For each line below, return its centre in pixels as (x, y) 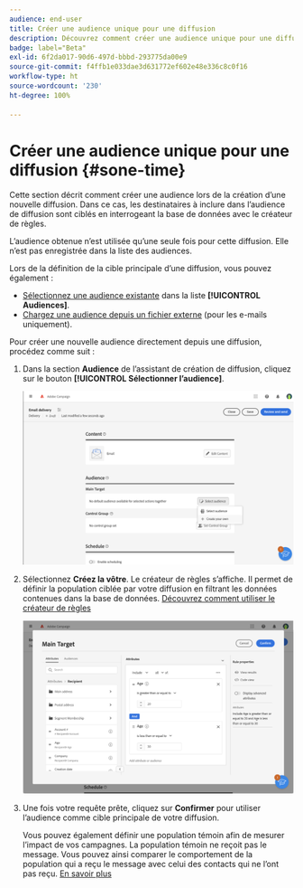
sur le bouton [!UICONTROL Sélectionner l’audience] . (123, 379)
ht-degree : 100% (40, 95)
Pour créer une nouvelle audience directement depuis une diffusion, (136, 342)
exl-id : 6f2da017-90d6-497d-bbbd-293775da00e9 (98, 57)
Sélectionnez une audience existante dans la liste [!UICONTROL (142, 296)
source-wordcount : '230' (56, 86)
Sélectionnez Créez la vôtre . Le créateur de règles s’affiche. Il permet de (157, 579)
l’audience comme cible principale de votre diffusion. (121, 817)
